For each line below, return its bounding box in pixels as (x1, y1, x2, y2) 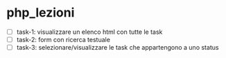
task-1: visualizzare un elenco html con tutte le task (16, 28, 163, 36)
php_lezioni (6, 5, 75, 21)
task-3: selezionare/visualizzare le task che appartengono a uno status (16, 43, 219, 52)
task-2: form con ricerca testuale (16, 36, 110, 43)
